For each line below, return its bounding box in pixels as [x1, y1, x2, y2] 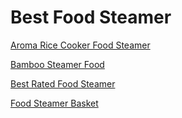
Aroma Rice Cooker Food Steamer [10, 39, 151, 51]
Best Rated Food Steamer [10, 77, 116, 90]
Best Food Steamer [10, 6, 172, 29]
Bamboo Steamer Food [10, 58, 105, 70]
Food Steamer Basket [10, 97, 99, 109]
